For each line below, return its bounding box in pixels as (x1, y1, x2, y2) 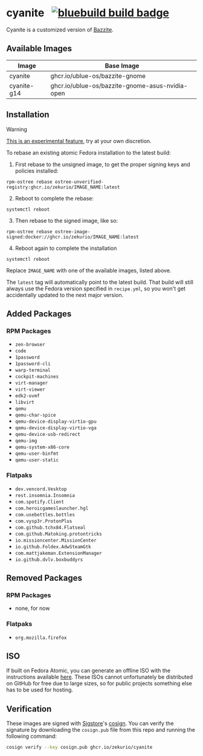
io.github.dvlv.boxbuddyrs (14, 556, 83, 563)
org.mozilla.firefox (14, 635, 67, 641)
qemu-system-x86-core (14, 444, 69, 450)
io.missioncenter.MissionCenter (14, 537, 97, 543)
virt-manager (14, 380, 48, 386)
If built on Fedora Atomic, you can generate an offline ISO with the (6, 667, 171, 674)
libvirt (14, 399, 34, 406)
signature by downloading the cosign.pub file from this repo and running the (6, 726, 195, 734)
